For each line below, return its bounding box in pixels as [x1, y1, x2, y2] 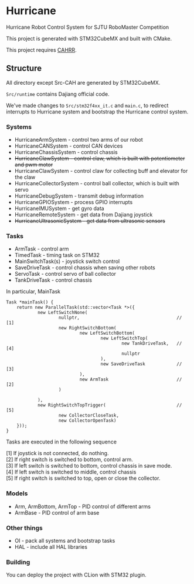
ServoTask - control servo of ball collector [14, 271, 116, 278]
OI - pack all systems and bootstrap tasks [14, 537, 115, 544]
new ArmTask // [79, 376, 182, 383]
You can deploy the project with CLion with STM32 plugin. [6, 572, 147, 579]
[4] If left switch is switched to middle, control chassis [6, 469, 137, 476]
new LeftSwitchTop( [100, 335, 148, 342]
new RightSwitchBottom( [58, 325, 117, 331]
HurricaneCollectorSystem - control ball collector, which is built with [14, 180, 180, 187]
